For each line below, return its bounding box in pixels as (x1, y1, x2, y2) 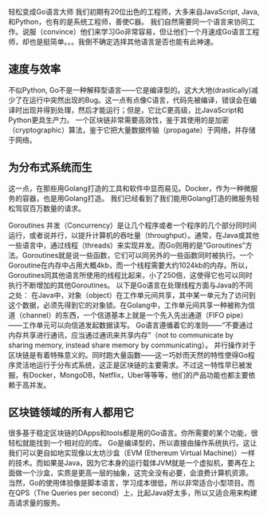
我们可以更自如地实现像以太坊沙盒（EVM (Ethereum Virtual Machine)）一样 (8, 448, 256, 458)
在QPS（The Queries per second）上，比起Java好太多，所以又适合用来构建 (8, 488, 257, 497)
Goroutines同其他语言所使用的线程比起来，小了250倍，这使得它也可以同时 (8, 270, 253, 279)
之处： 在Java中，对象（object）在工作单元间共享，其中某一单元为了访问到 (8, 290, 257, 299)
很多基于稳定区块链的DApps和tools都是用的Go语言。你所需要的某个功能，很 (8, 428, 258, 438)
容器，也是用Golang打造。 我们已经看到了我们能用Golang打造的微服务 (22, 193, 253, 203)
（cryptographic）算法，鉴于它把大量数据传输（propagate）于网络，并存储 (8, 125, 257, 134)
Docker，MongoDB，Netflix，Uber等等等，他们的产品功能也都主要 (29, 370, 249, 379)
